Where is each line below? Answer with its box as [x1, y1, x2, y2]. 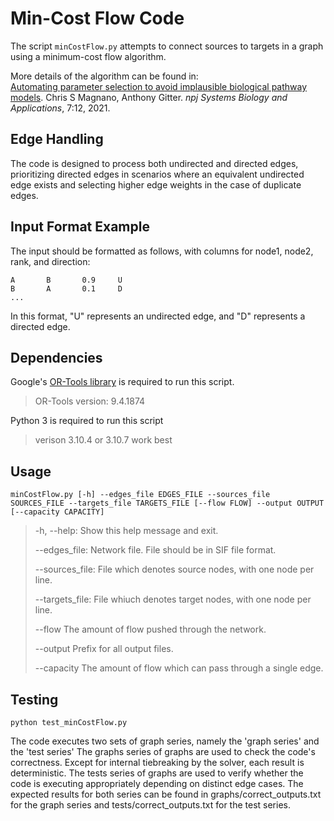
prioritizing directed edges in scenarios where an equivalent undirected [10, 168, 305, 180]
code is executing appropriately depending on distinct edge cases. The [10, 778, 304, 789]
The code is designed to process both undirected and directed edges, [10, 157, 299, 169]
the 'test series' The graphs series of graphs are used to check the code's [10, 746, 316, 757]
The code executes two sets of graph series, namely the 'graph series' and [10, 735, 320, 747]
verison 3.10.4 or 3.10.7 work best [34, 434, 173, 446]
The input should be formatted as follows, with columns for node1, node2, [10, 245, 314, 257]
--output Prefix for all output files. [34, 643, 174, 655]
